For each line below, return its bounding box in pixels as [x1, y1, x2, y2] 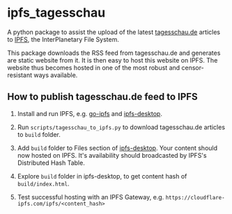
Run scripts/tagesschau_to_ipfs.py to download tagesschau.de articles [17, 123, 225, 131]
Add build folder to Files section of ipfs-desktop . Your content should [17, 144, 218, 152]
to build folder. [17, 130, 61, 138]
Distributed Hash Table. [17, 158, 85, 167]
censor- [181, 63, 204, 72]
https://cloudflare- [165, 194, 225, 201]
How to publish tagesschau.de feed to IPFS [7, 91, 198, 103]
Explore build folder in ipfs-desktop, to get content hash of [17, 172, 187, 180]
